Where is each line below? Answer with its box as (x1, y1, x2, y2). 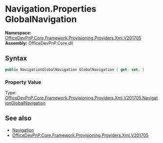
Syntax (5, 54, 27, 63)
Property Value (5, 79, 42, 86)
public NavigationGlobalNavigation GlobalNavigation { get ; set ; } (5, 67, 145, 72)
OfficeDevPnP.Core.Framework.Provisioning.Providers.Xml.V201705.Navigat (5, 95, 158, 101)
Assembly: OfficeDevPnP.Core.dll (5, 40, 73, 46)
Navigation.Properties (5, 3, 96, 15)
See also (5, 114, 32, 123)
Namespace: (5, 30, 32, 36)
